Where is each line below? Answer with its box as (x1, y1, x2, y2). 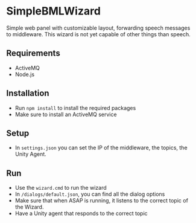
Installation (6, 88, 49, 99)
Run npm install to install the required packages (14, 104, 136, 111)
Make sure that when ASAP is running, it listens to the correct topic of (14, 197, 189, 204)
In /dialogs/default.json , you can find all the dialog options (14, 190, 165, 198)
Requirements (6, 48, 60, 59)
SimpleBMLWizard (6, 4, 101, 18)
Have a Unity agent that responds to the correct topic (14, 210, 148, 217)
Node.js (14, 71, 35, 78)
